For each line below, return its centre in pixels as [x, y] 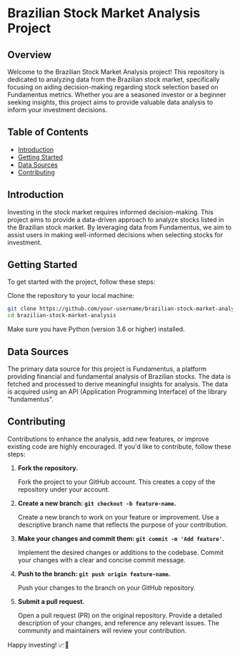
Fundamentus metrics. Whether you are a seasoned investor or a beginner [117, 95]
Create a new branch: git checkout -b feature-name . [97, 503]
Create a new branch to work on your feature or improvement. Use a [118, 517]
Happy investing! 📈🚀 [38, 645]
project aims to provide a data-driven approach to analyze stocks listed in [116, 219]
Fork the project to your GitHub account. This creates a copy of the [116, 482]
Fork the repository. [48, 468]
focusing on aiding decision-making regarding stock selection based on [113, 87]
